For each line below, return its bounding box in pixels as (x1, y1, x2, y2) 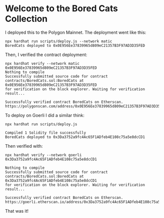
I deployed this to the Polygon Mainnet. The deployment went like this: (5, 29, 146, 35)
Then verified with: (5, 143, 43, 149)
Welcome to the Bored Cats (5, 3, 118, 14)
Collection (5, 13, 48, 24)
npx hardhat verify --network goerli (5, 152, 82, 158)
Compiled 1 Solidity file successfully (5, 130, 86, 135)
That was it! (5, 208, 29, 214)
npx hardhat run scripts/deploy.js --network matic (5, 39, 112, 44)
